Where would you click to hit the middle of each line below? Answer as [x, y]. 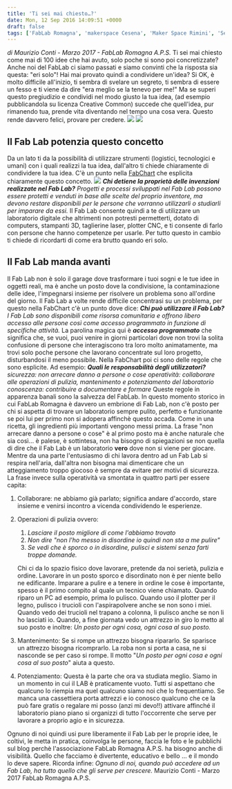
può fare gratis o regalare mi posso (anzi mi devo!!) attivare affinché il [116, 705]
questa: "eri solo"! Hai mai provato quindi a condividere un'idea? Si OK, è [111, 75]
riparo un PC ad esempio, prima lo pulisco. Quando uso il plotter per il [116, 598]
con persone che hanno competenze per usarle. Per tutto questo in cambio [114, 233]
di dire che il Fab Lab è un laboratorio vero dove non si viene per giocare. [112, 448]
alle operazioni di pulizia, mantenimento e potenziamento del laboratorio [110, 381]
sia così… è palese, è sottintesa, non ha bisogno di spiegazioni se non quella [116, 440]
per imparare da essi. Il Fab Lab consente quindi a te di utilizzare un [104, 211]
